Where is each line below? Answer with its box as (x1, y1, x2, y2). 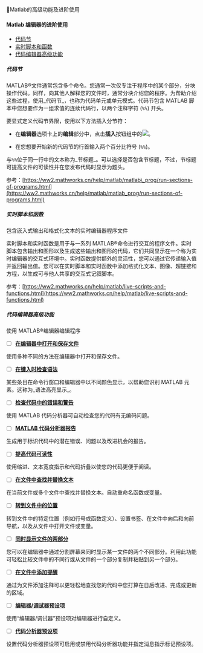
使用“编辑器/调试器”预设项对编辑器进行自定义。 (6, 614, 124, 622)
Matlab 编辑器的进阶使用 (6, 21, 68, 28)
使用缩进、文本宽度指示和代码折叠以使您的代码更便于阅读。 (6, 463, 155, 470)
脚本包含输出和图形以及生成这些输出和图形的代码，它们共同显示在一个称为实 (6, 247, 197, 255)
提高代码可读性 (14, 450, 53, 458)
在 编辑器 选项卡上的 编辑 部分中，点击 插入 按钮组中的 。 (14, 130, 154, 138)
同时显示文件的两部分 (14, 535, 68, 542)
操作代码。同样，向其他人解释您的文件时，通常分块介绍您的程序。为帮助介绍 (6, 89, 197, 97)
